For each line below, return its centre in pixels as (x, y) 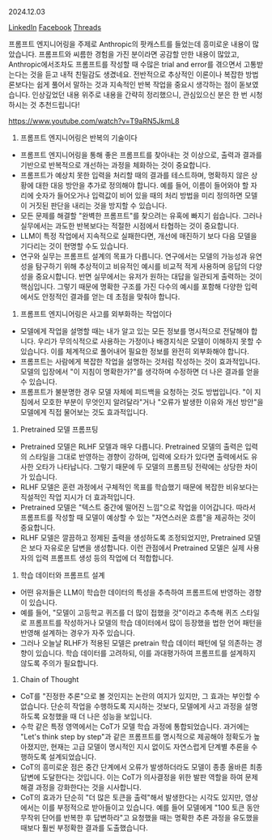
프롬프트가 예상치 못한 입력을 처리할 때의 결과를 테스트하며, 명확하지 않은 (134, 175)
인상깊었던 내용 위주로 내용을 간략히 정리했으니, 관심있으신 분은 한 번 (140, 95)
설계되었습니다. (72, 757)
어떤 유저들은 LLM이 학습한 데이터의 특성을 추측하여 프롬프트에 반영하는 (133, 592)
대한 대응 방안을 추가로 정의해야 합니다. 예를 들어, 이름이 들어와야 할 (142, 185)
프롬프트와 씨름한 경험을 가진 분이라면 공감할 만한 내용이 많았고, (139, 54)
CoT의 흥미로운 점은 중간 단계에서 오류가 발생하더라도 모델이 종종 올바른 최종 (141, 767)
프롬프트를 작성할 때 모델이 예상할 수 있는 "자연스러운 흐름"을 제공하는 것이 (138, 517)
